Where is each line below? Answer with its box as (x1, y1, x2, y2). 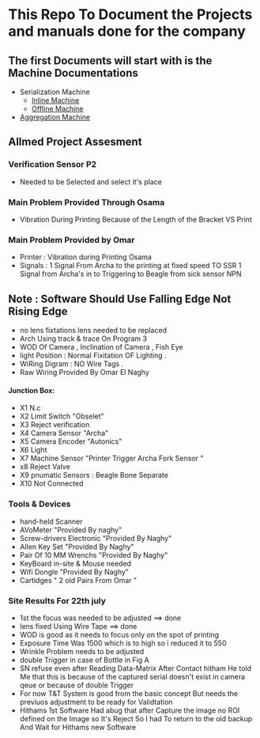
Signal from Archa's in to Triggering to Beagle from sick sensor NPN (19, 269, 242, 278)
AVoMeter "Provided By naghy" (19, 524, 122, 535)
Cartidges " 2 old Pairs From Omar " (19, 575, 138, 585)
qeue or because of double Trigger (19, 680, 134, 690)
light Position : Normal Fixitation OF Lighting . (19, 350, 168, 361)
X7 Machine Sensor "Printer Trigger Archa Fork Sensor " (19, 453, 204, 464)
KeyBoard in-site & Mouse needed (19, 558, 132, 568)
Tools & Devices (8, 498, 71, 509)
